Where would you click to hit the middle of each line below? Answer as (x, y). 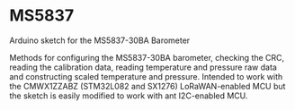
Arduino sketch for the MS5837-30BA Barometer (100, 40)
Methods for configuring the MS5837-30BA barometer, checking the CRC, (147, 57)
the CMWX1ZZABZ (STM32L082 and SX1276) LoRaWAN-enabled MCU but (147, 86)
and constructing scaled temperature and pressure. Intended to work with (146, 76)
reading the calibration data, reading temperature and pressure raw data (143, 67)
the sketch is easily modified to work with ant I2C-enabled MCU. (129, 96)
